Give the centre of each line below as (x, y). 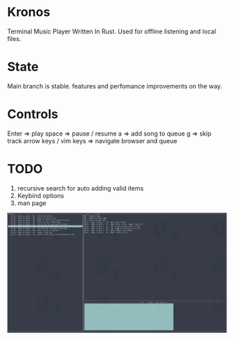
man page (32, 203)
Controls (33, 114)
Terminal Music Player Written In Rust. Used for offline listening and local (112, 31)
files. (14, 38)
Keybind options (41, 195)
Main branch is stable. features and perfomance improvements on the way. (115, 86)
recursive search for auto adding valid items (80, 188)
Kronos (29, 12)
